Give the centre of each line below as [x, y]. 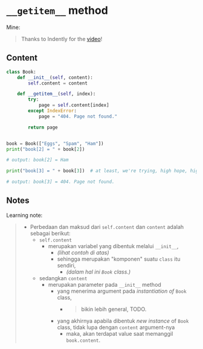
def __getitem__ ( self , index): [56, 94]
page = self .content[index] [74, 105]
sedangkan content [63, 278]
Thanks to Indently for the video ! [62, 39]
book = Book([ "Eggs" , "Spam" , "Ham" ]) [55, 143]
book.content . [83, 340]
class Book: [21, 72]
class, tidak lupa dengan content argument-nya [116, 327]
